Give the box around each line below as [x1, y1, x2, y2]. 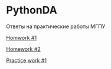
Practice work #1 [6, 57, 47, 64]
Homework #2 [6, 45, 41, 53]
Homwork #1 [6, 34, 37, 41]
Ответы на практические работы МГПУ [6, 23, 106, 30]
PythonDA [6, 4, 57, 17]
